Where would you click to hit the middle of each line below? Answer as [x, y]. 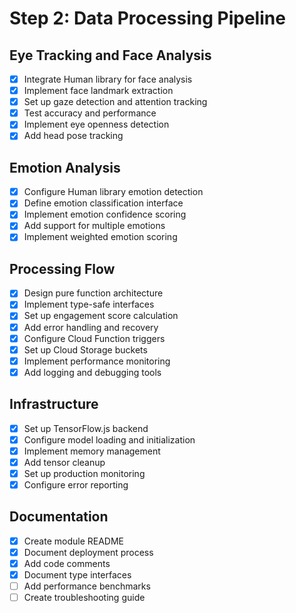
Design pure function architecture [93, 293]
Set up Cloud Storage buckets [85, 349]
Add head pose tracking [73, 136]
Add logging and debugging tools [92, 372]
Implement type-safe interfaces [89, 304]
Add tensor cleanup [64, 462]
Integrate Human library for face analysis [108, 79]
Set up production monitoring [84, 473]
